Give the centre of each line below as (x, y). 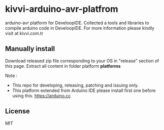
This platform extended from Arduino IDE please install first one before (84, 90)
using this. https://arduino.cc (41, 95)
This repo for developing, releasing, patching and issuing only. (75, 85)
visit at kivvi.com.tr (24, 33)
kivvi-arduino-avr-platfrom (62, 9)
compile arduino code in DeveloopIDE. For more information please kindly (80, 28)
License (17, 111)
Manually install (30, 49)
